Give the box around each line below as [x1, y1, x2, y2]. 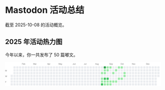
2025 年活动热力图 [5, 38, 63, 46]
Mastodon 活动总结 [5, 4, 85, 16]
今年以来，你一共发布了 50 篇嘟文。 [5, 51, 78, 57]
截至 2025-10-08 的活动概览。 [5, 22, 67, 28]
